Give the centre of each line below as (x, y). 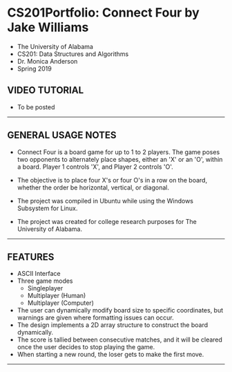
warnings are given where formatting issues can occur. (95, 318)
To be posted (36, 107)
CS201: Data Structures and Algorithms (73, 54)
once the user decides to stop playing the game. (86, 347)
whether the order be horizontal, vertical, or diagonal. (93, 187)
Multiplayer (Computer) (61, 303)
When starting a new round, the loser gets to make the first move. (110, 355)
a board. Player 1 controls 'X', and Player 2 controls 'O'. (95, 167)
